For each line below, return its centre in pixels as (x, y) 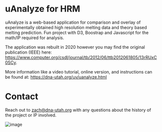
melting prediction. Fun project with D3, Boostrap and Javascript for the (77, 32)
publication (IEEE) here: (28, 52)
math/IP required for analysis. (35, 38)
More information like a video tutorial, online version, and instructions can (79, 72)
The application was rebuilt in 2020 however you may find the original (75, 47)
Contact (22, 96)
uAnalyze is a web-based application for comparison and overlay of (73, 22)
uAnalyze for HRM (43, 9)
